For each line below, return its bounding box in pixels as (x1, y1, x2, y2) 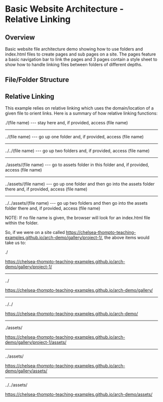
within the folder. (5, 220, 39, 226)
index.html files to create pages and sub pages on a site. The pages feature (5, 51, 156, 57)
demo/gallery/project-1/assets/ (5, 340, 67, 345)
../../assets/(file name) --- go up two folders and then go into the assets (5, 200, 148, 206)
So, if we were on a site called (5, 230, 65, 235)
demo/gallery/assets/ (5, 368, 48, 374)
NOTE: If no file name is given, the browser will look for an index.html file (5, 215, 150, 221)
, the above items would (101, 235, 149, 241)
